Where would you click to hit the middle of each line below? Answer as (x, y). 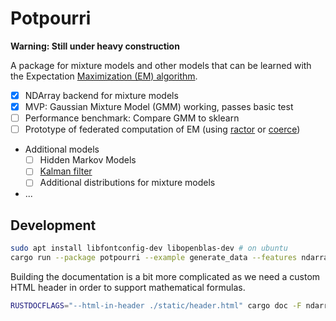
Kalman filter (66, 171)
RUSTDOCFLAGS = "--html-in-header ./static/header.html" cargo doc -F (156, 305)
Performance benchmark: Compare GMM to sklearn (132, 118)
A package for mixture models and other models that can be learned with (161, 65)
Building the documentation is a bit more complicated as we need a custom (165, 276)
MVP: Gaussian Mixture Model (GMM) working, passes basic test (159, 106)
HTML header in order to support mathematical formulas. (128, 287)
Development (53, 225)
